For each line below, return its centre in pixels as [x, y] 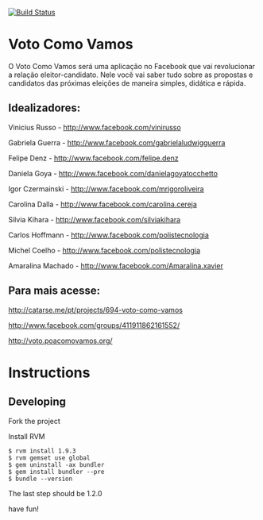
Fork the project [35, 421]
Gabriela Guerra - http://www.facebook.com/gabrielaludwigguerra [117, 142]
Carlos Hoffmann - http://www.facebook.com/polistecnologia [108, 235]
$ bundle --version [41, 479]
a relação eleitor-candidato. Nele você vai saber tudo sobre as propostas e [131, 75]
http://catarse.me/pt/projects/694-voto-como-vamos [95, 310]
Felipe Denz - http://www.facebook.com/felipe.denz [93, 158]
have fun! [24, 509]
